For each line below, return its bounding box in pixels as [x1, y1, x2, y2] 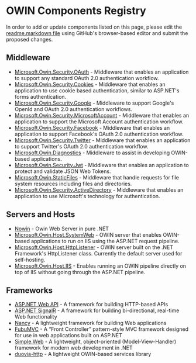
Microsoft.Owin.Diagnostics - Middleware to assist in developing [14, 149, 170, 156]
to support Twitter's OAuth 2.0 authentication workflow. [14, 143, 149, 150]
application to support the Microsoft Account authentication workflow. [14, 118, 184, 125]
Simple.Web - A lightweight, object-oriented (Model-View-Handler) [14, 338, 177, 345]
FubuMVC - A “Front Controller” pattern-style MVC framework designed [14, 326, 189, 333]
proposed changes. [6, 36, 53, 43]
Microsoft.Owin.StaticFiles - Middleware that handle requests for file [14, 174, 180, 181]
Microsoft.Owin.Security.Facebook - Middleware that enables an [14, 124, 170, 131]
